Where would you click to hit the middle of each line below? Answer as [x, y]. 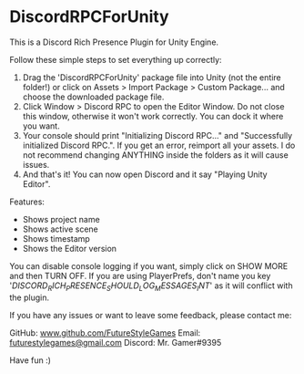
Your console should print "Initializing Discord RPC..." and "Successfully [157, 135]
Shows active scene [60, 229]
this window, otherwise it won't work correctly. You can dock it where [153, 116]
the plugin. [30, 297]
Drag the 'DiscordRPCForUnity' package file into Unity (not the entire [152, 77]
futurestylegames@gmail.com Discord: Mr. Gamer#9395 [116, 342]
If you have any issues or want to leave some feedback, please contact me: [151, 315]
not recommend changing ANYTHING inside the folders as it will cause [155, 155]
